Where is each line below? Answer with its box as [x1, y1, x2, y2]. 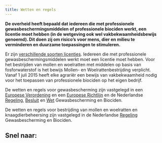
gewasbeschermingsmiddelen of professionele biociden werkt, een [5, 26, 147, 32]
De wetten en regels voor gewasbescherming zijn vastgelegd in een [5, 86, 143, 92]
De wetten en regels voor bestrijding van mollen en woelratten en [5, 107, 138, 113]
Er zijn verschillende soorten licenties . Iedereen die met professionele [5, 51, 147, 57]
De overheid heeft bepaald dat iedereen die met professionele [5, 21, 134, 27]
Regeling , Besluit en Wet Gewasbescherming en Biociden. [5, 97, 123, 103]
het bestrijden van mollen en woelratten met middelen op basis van [5, 61, 141, 67]
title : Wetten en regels [5, 7, 56, 12]
